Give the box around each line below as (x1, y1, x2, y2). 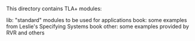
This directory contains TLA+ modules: (6, 5, 102, 12)
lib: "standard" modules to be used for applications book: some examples (6, 17, 187, 23)
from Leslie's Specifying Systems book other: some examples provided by (6, 23, 190, 30)
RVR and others (6, 29, 45, 36)
